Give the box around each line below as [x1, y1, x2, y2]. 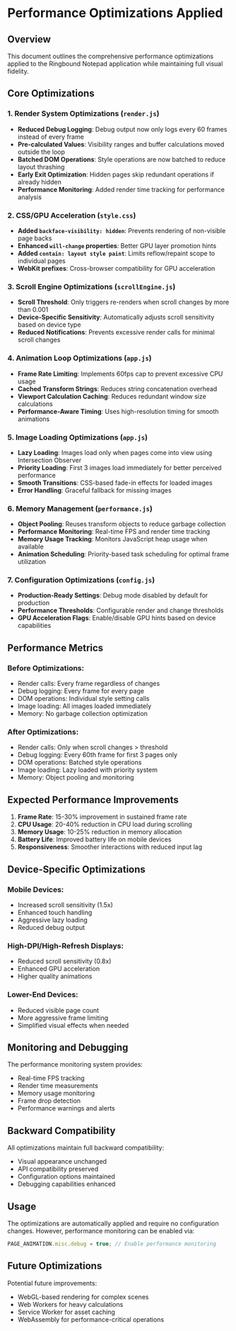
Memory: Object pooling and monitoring [17, 773, 134, 782]
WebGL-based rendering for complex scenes [17, 1292, 149, 1301]
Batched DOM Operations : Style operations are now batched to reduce [17, 155, 226, 164]
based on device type [17, 320, 81, 329]
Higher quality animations [17, 972, 93, 981]
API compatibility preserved [17, 1164, 99, 1174]
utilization [17, 558, 47, 566]
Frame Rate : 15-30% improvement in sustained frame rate [17, 813, 187, 821]
